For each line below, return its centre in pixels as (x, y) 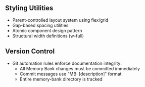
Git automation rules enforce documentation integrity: (67, 63)
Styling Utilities (29, 8)
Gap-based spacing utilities (40, 25)
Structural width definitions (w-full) (48, 36)
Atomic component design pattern (47, 30)
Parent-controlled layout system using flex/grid (60, 20)
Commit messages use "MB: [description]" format (71, 74)
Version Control (30, 51)
